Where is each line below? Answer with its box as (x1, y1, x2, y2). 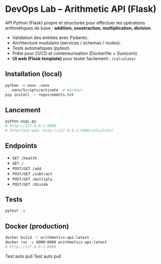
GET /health (12, 155, 37, 161)
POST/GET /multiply (12, 177, 53, 182)
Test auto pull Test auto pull (5, 253, 62, 259)
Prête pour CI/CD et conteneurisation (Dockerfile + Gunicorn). (12, 50, 139, 56)
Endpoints (5, 142, 38, 150)
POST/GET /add (12, 166, 41, 171)
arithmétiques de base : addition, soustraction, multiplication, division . (5, 25, 152, 31)
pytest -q (5, 208, 26, 213)
